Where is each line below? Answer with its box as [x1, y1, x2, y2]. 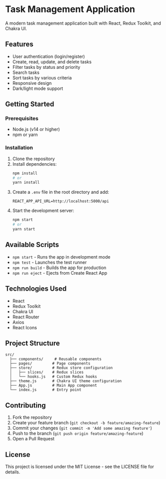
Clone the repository [12, 156, 55, 162]
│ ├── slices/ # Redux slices [9, 370, 84, 375]
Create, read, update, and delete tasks [12, 59, 91, 65]
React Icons [12, 324, 37, 330]
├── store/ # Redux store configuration [9, 366, 113, 371]
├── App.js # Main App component [9, 383, 97, 388]
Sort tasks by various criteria [12, 74, 72, 81]
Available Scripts [5, 241, 59, 249]
